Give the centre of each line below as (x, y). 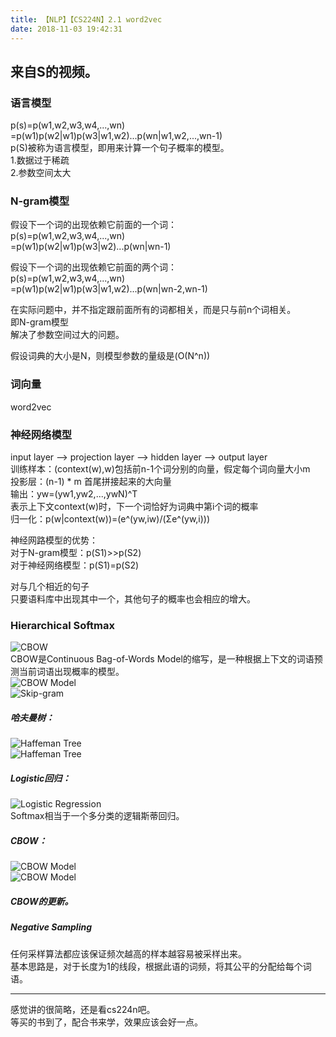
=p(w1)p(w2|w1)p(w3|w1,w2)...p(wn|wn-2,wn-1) (109, 289)
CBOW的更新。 (42, 901)
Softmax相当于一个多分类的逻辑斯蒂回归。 (97, 816)
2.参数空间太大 (41, 173)
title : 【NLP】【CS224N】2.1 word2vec (86, 19)
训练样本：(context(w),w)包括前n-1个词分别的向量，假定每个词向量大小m (160, 469)
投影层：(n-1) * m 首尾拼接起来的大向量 (91, 482)
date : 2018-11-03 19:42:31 (66, 29)
